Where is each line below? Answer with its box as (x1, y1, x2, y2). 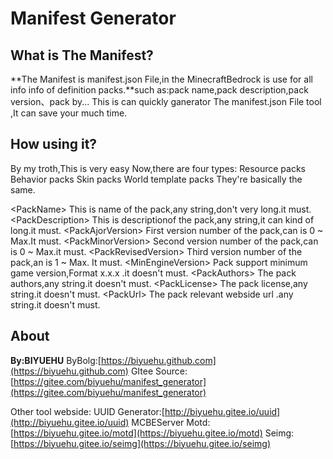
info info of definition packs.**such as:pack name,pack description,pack (10, 84, 309, 96)
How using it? (10, 136, 98, 153)
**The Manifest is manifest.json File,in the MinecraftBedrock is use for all (10, 73, 313, 85)
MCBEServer (131, 416, 185, 428)
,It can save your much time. (10, 107, 128, 119)
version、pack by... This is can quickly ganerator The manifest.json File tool (10, 96, 322, 107)
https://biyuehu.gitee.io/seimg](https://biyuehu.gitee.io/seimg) (13, 437, 271, 449)
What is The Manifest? (10, 47, 154, 64)
